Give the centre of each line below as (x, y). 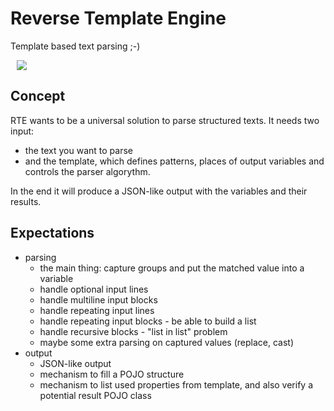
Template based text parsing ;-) (75, 46)
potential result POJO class (95, 395)
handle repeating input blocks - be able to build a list (148, 321)
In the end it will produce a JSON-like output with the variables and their (159, 191)
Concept (38, 96)
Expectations (52, 233)
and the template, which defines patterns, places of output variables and (174, 161)
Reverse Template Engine (118, 18)
